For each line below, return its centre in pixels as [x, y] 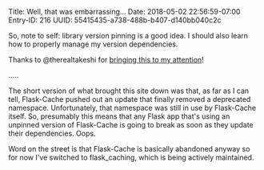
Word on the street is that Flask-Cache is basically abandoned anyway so [129, 149]
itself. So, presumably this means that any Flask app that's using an [119, 116]
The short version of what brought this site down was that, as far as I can [129, 91]
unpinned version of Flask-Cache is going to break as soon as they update [131, 125]
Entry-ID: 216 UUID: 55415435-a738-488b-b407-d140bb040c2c [115, 20]
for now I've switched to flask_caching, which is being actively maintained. [131, 157]
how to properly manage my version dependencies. [93, 44]
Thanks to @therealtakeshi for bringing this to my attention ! [106, 60]
